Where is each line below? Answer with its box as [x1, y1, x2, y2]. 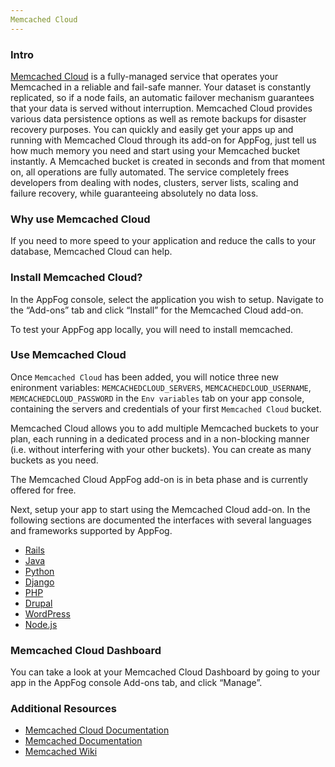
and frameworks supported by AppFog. [10, 524, 173, 536]
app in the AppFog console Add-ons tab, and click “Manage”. [10, 677, 263, 689]
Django [24, 576, 55, 588]
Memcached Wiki [24, 746, 98, 758]
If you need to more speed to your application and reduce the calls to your [10, 235, 317, 247]
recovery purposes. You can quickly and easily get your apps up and [10, 123, 294, 135]
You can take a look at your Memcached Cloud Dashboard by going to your [10, 666, 321, 678]
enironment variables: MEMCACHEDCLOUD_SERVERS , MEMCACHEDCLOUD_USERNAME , [10, 381, 312, 393]
